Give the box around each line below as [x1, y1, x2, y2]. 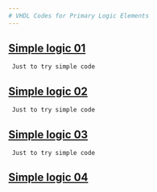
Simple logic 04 [8, 170, 89, 185]
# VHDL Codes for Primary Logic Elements [8, 11, 150, 20]
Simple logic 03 [8, 128, 89, 141]
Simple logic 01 [8, 42, 86, 55]
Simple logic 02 [8, 84, 89, 98]
